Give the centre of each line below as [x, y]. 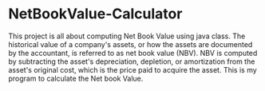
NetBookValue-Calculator [95, 14]
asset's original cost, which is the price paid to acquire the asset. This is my [132, 69]
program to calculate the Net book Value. [76, 78]
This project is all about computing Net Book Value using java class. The [127, 36]
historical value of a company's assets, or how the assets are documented [131, 44]
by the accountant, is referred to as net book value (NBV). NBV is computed [133, 53]
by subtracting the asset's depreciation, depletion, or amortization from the [132, 61]
